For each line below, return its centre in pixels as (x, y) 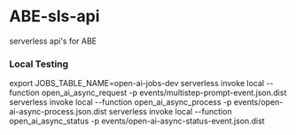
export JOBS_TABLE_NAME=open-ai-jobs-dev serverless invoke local (136, 83)
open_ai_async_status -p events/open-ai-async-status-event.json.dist (137, 121)
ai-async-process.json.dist (58, 112)
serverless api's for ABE (53, 41)
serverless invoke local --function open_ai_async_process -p (121, 102)
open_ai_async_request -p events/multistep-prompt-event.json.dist (164, 93)
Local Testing (39, 64)
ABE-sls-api (55, 16)
